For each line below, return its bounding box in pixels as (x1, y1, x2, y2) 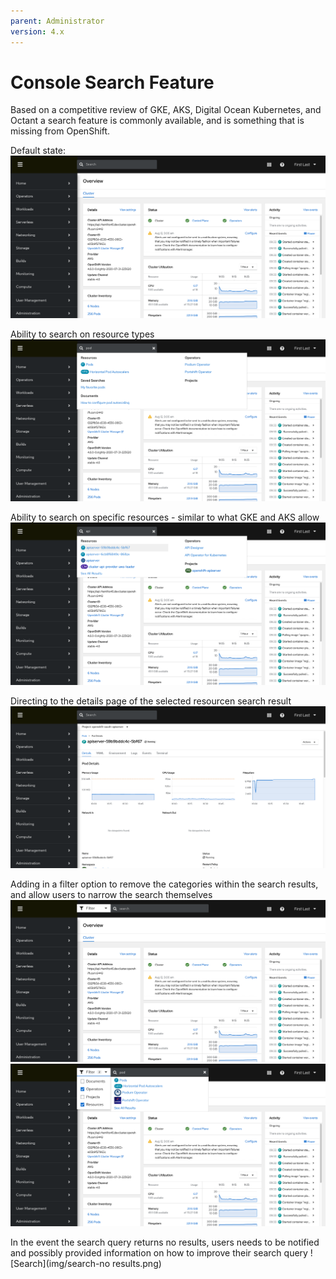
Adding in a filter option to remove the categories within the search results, (10, 878, 319, 890)
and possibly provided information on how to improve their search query (10, 1246, 308, 1259)
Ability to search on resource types (10, 328, 155, 340)
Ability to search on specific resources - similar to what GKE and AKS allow (10, 511, 320, 524)
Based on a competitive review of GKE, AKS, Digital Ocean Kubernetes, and (10, 104, 322, 116)
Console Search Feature (10, 71, 215, 94)
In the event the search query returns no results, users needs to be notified (10, 1236, 320, 1248)
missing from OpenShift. (10, 125, 111, 137)
